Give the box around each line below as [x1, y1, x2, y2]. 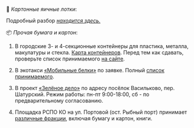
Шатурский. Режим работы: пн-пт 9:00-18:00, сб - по [14, 91, 150, 98]
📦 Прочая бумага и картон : [6, 29, 78, 36]
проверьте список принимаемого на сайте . [14, 55, 125, 62]
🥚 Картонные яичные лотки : [6, 6, 77, 12]
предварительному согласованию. [14, 97, 104, 104]
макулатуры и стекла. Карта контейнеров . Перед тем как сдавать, [14, 49, 184, 56]
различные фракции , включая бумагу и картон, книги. [14, 115, 153, 121]
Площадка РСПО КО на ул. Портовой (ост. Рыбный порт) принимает [14, 108, 187, 116]
